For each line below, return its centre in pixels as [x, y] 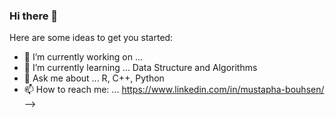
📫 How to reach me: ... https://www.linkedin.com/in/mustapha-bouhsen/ [174, 90]
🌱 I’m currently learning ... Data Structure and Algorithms [140, 68]
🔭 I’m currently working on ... [83, 57]
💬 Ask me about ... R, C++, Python [94, 78]
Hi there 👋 [34, 16]
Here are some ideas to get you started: [91, 38]
